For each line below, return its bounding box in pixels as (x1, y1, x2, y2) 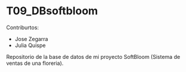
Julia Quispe (14, 42, 46, 49)
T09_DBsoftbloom (6, 4, 98, 18)
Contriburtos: (6, 24, 39, 31)
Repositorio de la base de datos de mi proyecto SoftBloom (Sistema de (6, 53, 181, 60)
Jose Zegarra (14, 35, 48, 42)
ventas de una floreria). (6, 60, 64, 67)
